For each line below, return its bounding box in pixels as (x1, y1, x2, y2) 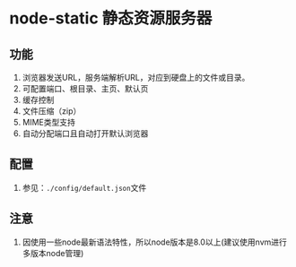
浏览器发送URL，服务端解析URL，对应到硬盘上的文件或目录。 (22, 73, 250, 82)
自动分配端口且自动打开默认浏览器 (22, 128, 149, 139)
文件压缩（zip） (22, 106, 82, 116)
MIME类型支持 (22, 117, 76, 127)
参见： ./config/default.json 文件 (22, 182, 147, 193)
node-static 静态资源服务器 (9, 8, 213, 29)
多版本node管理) (22, 247, 84, 258)
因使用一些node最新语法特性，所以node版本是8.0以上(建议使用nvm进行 (22, 237, 287, 247)
